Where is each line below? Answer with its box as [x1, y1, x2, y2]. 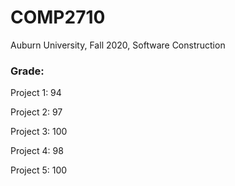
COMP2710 [10, 6, 106, 29]
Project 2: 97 [10, 106, 63, 118]
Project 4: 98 [10, 145, 64, 157]
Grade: [10, 64, 45, 78]
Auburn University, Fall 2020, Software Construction [10, 39, 226, 51]
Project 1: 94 [10, 87, 62, 99]
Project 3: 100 [10, 126, 68, 138]
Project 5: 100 [10, 164, 68, 176]
